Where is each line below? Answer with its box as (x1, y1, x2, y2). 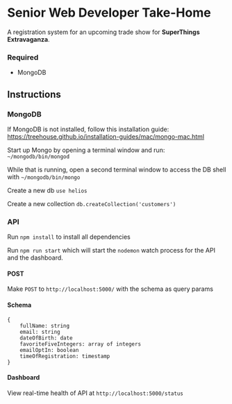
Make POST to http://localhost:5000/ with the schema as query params (7, 285, 214, 293)
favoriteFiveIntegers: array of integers (19, 340, 141, 348)
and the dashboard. (7, 253, 64, 262)
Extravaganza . (7, 35, 50, 43)
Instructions (7, 88, 61, 100)
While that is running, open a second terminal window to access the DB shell (7, 165, 226, 174)
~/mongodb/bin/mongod (7, 153, 70, 160)
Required (7, 52, 39, 62)
